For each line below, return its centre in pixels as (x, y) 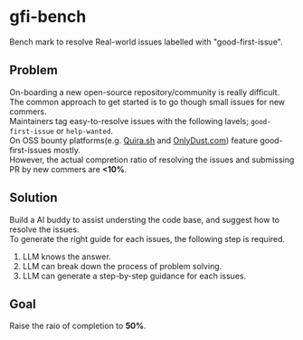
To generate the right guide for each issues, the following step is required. (147, 238)
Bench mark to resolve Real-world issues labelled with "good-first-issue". (146, 42)
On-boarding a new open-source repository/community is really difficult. (145, 92)
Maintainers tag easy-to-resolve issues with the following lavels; (129, 121)
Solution (33, 198)
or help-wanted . (85, 131)
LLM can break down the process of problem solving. (122, 266)
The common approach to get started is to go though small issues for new (147, 102)
